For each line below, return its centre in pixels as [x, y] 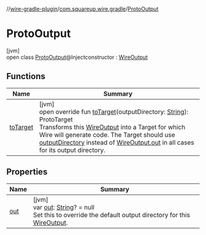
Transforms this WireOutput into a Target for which [112, 127]
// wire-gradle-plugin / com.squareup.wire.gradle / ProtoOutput [82, 9]
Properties [27, 172]
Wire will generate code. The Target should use [107, 134]
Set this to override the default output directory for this [111, 215]
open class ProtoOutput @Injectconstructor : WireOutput [77, 57]
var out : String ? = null [64, 207]
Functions [26, 76]
